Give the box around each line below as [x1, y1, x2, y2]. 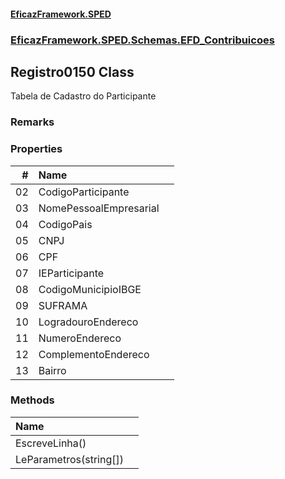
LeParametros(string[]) [15, 452, 124, 466]
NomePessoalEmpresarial [38, 201, 160, 215]
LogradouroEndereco [38, 315, 139, 329]
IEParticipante [38, 266, 105, 280]
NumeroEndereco [38, 331, 122, 345]
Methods [10, 393, 55, 407]
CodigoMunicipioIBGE [38, 282, 142, 296]
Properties [10, 142, 63, 156]
